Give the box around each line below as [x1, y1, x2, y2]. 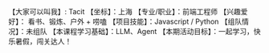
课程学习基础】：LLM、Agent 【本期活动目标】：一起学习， [63, 27, 255, 36]
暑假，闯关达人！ [14, 36, 72, 46]
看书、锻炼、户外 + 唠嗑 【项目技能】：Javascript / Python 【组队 [27, 17, 243, 26]
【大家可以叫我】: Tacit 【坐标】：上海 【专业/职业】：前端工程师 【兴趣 [8, 7, 241, 16]
